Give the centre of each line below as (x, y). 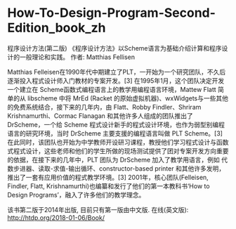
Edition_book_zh (57, 28)
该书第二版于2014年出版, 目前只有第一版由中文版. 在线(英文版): (98, 209)
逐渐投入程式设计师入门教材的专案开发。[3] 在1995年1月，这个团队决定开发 (116, 80)
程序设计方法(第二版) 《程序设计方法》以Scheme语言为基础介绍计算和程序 (114, 48)
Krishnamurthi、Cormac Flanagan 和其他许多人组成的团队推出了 (100, 116)
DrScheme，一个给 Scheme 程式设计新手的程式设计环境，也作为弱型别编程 (116, 124)
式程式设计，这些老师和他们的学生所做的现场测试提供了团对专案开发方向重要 (118, 151)
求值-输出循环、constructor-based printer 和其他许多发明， (139, 168)
